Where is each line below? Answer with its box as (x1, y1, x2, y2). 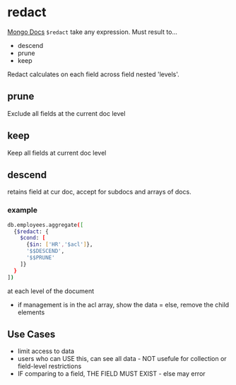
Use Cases (7, 328, 56, 340)
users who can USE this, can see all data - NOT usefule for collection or (17, 355, 228, 363)
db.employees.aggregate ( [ (7, 221, 83, 228)
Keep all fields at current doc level (7, 148, 107, 157)
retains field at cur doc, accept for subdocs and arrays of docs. (7, 188, 192, 196)
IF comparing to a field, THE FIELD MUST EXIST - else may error (17, 369, 206, 378)
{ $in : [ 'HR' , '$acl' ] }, (25, 241, 93, 248)
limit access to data (17, 347, 75, 355)
